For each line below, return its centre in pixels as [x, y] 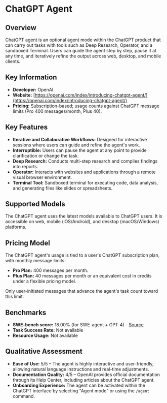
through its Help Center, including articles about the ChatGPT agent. [84, 380]
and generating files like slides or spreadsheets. [62, 188]
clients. [13, 61]
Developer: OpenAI [33, 89]
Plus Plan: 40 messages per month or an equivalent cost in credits [82, 276]
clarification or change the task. [46, 156]
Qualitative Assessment [44, 351]
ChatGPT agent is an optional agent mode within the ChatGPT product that [83, 40]
